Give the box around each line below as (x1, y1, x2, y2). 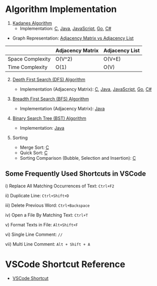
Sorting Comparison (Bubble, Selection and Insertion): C (19, 155, 136, 161)
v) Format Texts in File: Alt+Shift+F (5, 221, 78, 227)
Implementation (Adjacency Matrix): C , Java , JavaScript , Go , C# (19, 86, 152, 92)
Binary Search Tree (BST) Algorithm (12, 115, 86, 121)
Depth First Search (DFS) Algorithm (12, 76, 86, 82)
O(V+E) (103, 55, 121, 62)
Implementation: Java (19, 125, 64, 131)
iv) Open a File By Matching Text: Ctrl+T (5, 212, 88, 218)
